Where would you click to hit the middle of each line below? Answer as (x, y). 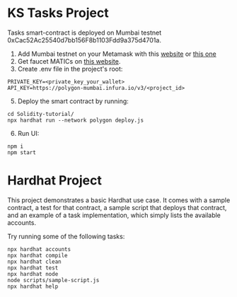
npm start (22, 152)
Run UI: (28, 133)
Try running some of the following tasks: (66, 236)
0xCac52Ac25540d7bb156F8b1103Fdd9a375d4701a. (84, 40)
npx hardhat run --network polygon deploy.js (75, 120)
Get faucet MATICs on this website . (69, 61)
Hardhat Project (55, 181)
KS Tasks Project (58, 13)
